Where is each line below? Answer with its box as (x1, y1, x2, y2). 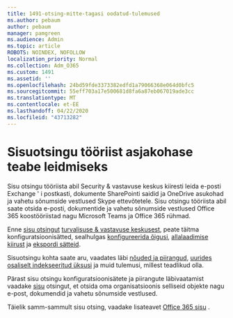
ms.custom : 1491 (7, 68, 54, 75)
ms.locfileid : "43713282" (7, 114, 82, 121)
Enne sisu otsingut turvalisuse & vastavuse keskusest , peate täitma (7, 225, 200, 234)
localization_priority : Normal (7, 56, 98, 63)
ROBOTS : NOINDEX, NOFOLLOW (7, 50, 86, 56)
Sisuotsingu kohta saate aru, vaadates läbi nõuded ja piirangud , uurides (7, 253, 212, 262)
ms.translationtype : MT (7, 95, 77, 102)
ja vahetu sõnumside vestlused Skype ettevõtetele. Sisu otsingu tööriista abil (7, 197, 227, 205)
